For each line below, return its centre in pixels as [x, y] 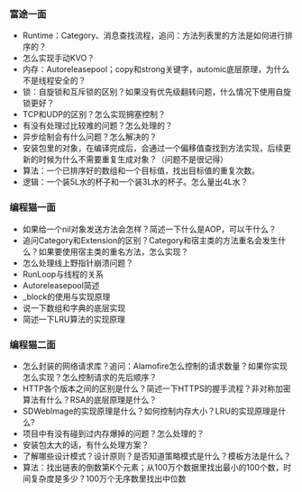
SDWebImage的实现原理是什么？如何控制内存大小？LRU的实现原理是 [150, 411]
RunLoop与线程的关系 [63, 274]
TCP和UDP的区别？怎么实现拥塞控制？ [94, 114]
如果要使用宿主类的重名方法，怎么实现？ [114, 251]
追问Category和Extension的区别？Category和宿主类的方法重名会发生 [150, 240]
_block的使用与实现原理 [66, 296]
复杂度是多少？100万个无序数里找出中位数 [108, 478]
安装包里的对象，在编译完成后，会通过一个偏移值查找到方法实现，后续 [153, 148]
